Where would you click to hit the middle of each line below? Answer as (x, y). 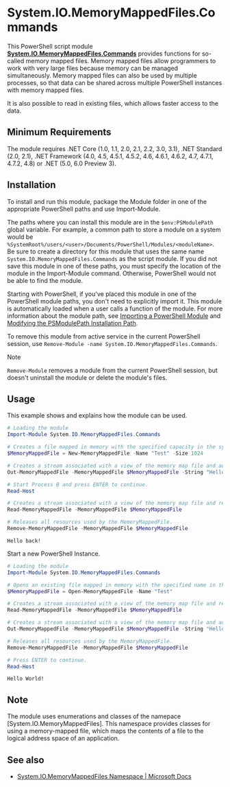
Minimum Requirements (59, 132)
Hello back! (24, 540)
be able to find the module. (45, 280)
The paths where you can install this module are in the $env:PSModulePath (110, 222)
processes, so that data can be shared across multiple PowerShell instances (115, 82)
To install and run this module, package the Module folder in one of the (107, 201)
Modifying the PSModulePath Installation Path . (73, 323)
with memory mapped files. (46, 90)
